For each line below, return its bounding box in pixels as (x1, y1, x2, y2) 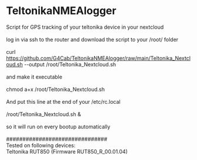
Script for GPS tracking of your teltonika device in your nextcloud (6, 23, 164, 30)
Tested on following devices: (6, 142, 76, 149)
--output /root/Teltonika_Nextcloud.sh (24, 60, 116, 68)
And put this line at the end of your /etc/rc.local (6, 98, 121, 105)
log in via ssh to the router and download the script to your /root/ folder (6, 36, 179, 43)
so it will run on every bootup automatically (6, 123, 111, 130)
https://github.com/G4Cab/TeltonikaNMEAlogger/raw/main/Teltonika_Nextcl (6, 55, 191, 62)
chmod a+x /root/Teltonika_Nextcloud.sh (6, 86, 105, 93)
